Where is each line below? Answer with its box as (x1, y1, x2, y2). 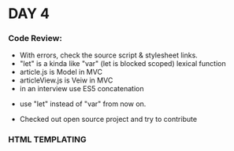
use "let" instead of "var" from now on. (19, 99, 147, 109)
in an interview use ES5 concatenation (19, 84, 144, 94)
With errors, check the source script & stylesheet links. (19, 50, 199, 60)
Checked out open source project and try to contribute (19, 115, 198, 124)
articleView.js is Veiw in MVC (19, 75, 113, 85)
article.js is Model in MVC (19, 68, 102, 77)
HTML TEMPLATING (8, 134, 87, 145)
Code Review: (8, 33, 63, 44)
